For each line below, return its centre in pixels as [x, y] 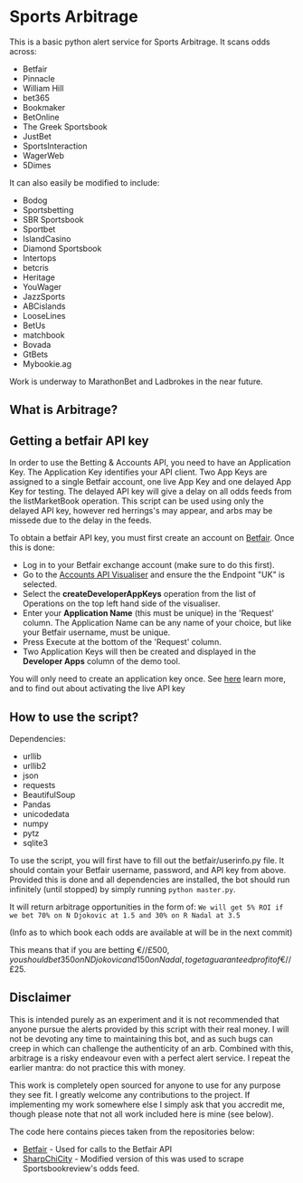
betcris [36, 267]
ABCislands [44, 306]
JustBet [37, 136]
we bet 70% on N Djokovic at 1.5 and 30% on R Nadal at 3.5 [125, 915]
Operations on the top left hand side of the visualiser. [121, 603]
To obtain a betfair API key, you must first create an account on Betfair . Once [152, 538]
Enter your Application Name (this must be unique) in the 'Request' [148, 613]
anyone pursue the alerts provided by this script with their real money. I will [149, 1029]
